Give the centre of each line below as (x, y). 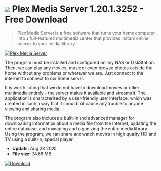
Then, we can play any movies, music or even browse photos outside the (79, 68)
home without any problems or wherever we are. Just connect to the (74, 73)
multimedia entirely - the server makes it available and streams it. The (76, 93)
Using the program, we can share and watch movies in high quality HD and (81, 134)
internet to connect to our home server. (45, 78)
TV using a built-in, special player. (40, 139)
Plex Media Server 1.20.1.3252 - (78, 9)
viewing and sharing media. (33, 109)
